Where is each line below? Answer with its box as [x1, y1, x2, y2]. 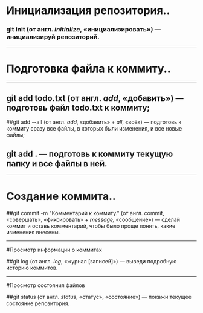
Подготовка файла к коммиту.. [6, 62, 171, 76]
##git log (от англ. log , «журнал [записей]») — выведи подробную [6, 257, 177, 265]
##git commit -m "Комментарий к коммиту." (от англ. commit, [6, 209, 164, 216]
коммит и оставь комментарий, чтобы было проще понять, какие [6, 222, 176, 230]
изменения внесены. [6, 228, 60, 236]
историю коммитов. [6, 264, 58, 271]
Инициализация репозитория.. [6, 4, 170, 18]
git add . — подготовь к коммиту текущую [6, 149, 173, 159]
